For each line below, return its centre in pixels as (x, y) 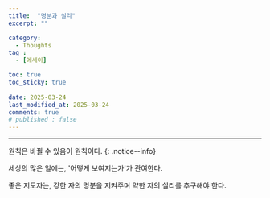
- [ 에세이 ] (31, 60)
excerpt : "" (28, 23)
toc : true (25, 75)
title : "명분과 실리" (42, 16)
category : (25, 38)
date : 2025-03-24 (37, 97)
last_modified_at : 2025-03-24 (59, 105)
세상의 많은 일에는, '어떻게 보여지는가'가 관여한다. (86, 168)
